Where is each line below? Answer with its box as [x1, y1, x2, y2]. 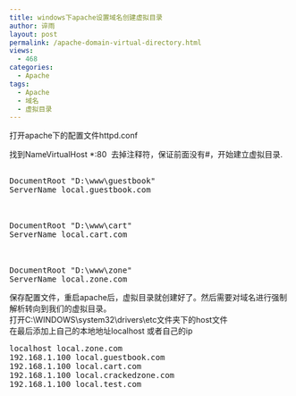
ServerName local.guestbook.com [9, 185, 151, 195]
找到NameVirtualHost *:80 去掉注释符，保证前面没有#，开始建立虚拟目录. [9, 149, 283, 160]
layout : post [9, 29, 58, 38]
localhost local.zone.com [9, 343, 123, 354]
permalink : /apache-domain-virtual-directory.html [9, 38, 202, 47]
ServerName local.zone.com [9, 274, 128, 284]
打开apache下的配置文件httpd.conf [9, 131, 139, 141]
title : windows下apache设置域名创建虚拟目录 [9, 13, 163, 22]
